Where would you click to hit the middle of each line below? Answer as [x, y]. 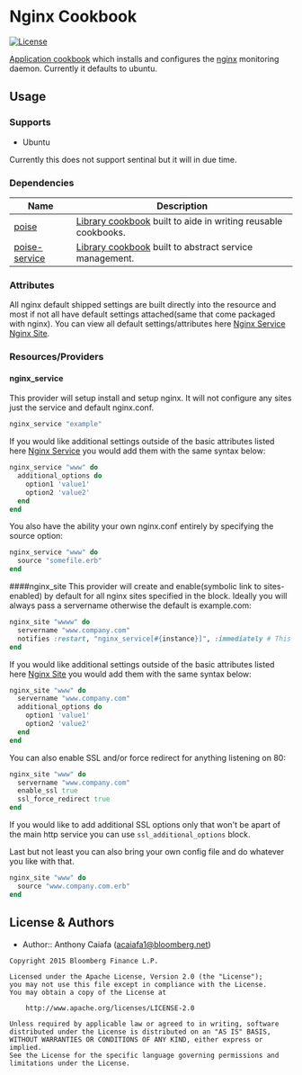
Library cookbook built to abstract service [164, 246]
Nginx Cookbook [73, 17]
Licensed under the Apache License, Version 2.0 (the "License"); [136, 976]
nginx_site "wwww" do [50, 623]
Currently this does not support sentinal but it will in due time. [123, 159]
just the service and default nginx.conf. [82, 408]
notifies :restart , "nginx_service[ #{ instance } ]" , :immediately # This [155, 639]
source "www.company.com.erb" [74, 886]
